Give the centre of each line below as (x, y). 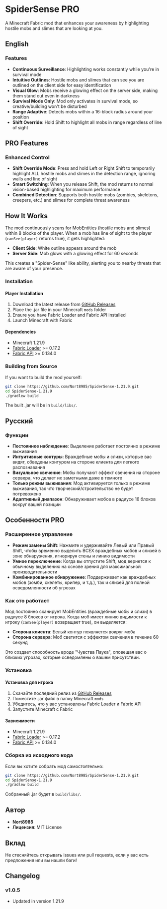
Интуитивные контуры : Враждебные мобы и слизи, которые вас (82, 457)
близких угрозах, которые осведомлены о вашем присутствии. (73, 657)
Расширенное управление (39, 534)
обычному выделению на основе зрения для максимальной (77, 566)
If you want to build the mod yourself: (43, 377)
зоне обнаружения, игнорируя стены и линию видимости (74, 556)
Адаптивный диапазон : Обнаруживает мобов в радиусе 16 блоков (84, 499)
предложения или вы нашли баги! (41, 860)
